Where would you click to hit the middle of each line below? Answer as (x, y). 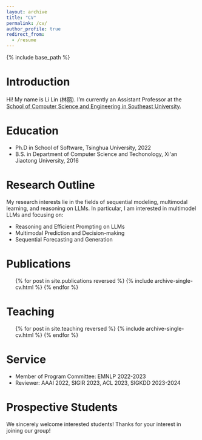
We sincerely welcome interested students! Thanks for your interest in (94, 424)
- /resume (24, 40)
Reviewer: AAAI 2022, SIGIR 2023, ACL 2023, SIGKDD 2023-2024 (98, 382)
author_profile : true (34, 29)
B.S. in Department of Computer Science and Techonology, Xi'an (96, 154)
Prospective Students (62, 407)
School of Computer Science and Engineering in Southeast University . (94, 106)
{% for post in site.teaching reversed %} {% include (80, 328)
